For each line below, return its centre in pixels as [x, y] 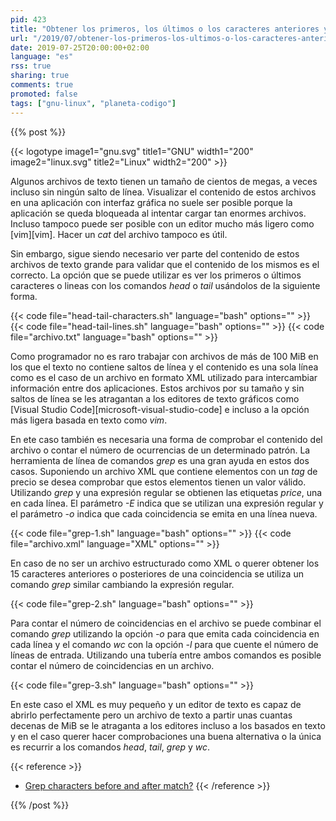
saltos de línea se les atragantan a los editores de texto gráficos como [155, 398]
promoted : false [44, 94]
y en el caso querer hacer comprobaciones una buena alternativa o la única [166, 736]
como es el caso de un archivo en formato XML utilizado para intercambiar [164, 377]
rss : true [31, 66]
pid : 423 [28, 19]
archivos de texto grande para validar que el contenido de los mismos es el [165, 264]
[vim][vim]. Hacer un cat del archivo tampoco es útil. [119, 234]
